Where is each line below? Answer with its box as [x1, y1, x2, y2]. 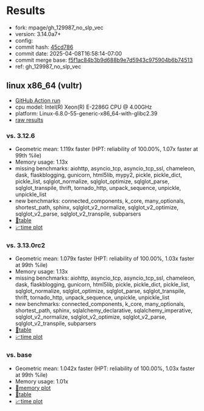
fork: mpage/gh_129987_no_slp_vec [15, 24, 104, 31]
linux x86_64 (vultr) [6, 81, 82, 91]
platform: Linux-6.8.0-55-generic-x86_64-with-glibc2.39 [15, 109, 158, 117]
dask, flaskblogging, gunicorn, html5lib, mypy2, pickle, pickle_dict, [15, 172, 183, 179]
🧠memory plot [15, 384, 51, 391]
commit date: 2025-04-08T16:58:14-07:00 [15, 49, 122, 57]
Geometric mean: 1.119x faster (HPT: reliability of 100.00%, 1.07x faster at [15, 145, 199, 153]
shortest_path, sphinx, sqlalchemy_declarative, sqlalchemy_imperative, [15, 307, 193, 315]
